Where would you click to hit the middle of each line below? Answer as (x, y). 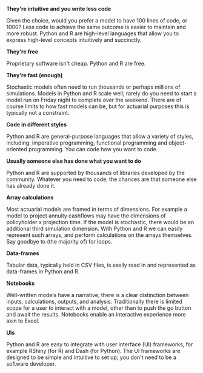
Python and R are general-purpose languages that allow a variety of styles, (100, 136)
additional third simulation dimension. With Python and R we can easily (95, 228)
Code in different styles (37, 125)
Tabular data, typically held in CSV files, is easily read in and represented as (101, 265)
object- (178, 143)
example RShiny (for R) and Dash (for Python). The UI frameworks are (93, 351)
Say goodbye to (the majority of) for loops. (59, 241)
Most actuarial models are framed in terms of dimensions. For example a (97, 209)
